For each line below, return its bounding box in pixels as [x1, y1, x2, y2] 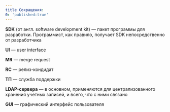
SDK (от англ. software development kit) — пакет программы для [5, 26, 145, 32]
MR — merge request [5, 56, 50, 62]
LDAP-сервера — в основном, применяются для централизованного [5, 86, 156, 92]
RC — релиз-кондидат [5, 66, 54, 72]
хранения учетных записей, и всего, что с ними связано [5, 91, 128, 97]
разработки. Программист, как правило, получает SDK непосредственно [5, 31, 165, 38]
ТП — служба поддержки [5, 76, 61, 82]
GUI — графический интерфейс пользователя [5, 101, 105, 107]
